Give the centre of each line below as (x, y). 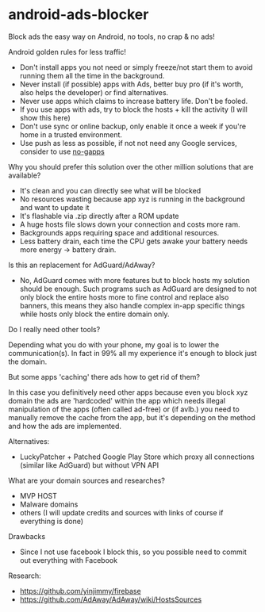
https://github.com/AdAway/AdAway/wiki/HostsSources (111, 599)
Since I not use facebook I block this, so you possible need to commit (133, 552)
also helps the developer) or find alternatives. (94, 92)
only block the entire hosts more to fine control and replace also (124, 297)
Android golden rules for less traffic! (67, 52)
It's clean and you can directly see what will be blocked (110, 190)
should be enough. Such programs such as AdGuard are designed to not (138, 289)
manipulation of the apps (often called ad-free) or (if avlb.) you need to (124, 409)
